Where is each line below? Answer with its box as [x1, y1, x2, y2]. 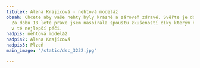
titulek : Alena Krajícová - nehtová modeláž [6, 8, 118, 15]
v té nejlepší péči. [11, 25, 62, 32]
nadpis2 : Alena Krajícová [6, 36, 70, 42]
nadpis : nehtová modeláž [6, 31, 68, 37]
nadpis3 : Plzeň [6, 42, 44, 48]
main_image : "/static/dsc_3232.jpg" [6, 48, 97, 54]
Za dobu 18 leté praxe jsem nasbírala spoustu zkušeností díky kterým [11, 20, 190, 26]
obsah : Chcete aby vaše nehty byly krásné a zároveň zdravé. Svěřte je [6, 14, 187, 20]
